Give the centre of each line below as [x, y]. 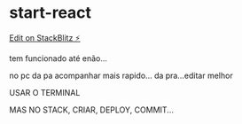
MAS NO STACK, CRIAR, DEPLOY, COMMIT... [92, 110]
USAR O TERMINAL [45, 92]
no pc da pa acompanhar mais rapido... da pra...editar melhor [121, 75]
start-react [50, 13]
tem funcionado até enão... [59, 58]
